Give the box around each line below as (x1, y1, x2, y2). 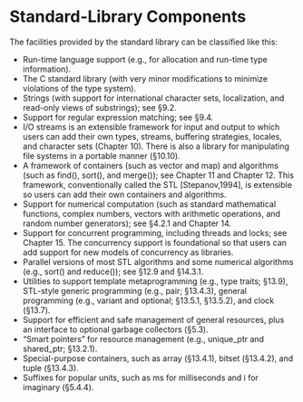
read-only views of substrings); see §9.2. (22, 102, 177, 113)
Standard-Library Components (9, 6, 247, 27)
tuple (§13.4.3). (22, 362, 79, 373)
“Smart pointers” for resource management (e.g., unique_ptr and (22, 333, 265, 344)
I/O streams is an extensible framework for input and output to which (22, 121, 280, 132)
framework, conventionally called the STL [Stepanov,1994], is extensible (22, 179, 293, 190)
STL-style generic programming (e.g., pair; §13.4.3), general (22, 285, 248, 296)
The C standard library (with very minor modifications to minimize (22, 73, 269, 83)
